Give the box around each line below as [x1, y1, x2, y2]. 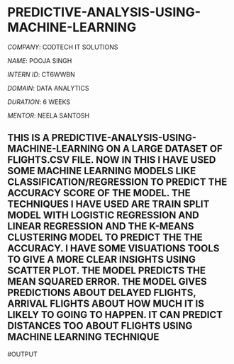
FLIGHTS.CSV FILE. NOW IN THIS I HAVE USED [7, 154, 216, 166]
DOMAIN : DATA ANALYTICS [7, 84, 90, 92]
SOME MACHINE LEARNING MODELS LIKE [7, 165, 196, 177]
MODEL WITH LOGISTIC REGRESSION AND [7, 210, 200, 222]
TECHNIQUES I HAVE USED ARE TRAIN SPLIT [7, 198, 210, 210]
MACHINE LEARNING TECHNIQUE [7, 331, 160, 343]
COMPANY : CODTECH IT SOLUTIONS [7, 42, 118, 51]
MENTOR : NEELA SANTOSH [7, 111, 90, 120]
